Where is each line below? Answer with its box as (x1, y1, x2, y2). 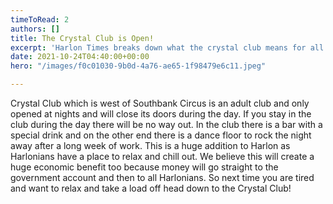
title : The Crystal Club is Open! (10, 33, 155, 43)
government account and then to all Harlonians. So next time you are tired (10, 172, 315, 183)
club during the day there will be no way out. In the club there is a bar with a (10, 119, 323, 130)
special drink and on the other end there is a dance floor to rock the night (10, 129, 312, 141)
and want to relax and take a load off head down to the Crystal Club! (10, 182, 292, 194)
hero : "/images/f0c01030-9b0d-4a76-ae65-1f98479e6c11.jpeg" (10, 61, 267, 71)
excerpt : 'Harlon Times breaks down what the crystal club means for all (10, 42, 325, 53)
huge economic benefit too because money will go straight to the (10, 161, 279, 173)
